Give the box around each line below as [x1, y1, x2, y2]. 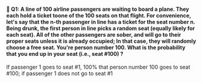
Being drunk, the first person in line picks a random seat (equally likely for [6, 25, 195, 32]
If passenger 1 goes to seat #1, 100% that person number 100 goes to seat [6, 64, 191, 71]
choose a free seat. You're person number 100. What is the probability [6, 43, 186, 51]
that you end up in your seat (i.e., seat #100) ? [6, 50, 124, 57]
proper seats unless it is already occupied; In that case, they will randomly [6, 37, 197, 45]
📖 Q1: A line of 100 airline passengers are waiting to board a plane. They [6, 5, 189, 13]
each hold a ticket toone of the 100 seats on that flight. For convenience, [6, 11, 191, 19]
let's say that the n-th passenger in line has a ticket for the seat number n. [6, 18, 195, 25]
